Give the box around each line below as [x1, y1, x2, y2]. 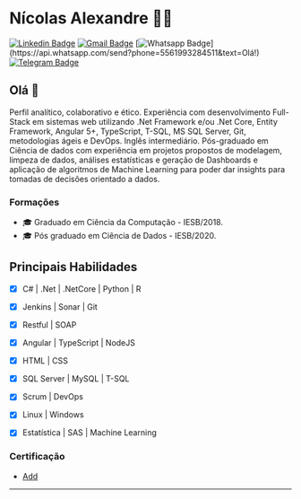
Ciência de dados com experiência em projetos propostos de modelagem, [9, 144, 282, 155]
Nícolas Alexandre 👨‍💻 [9, 8, 173, 29]
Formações [9, 196, 60, 208]
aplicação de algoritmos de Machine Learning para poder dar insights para [9, 163, 286, 174]
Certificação [9, 451, 65, 463]
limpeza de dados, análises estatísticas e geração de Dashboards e [9, 154, 258, 165]
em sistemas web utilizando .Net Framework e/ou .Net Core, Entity [32, 116, 278, 127]
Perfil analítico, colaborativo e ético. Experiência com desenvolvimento [9, 107, 271, 118]
